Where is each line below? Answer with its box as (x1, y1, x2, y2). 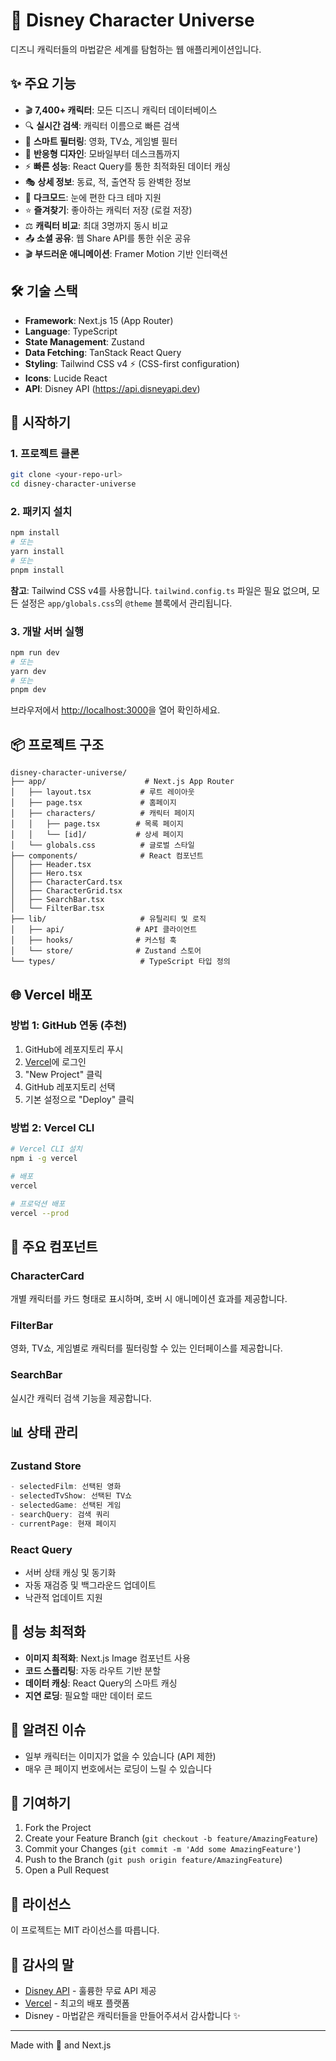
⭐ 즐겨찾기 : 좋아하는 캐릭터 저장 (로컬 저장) (24, 204, 193, 216)
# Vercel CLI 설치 (10, 1144, 83, 1154)
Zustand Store (10, 1459, 82, 1473)
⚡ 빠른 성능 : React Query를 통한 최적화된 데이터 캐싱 (24, 160, 231, 172)
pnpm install (10, 565, 65, 575)
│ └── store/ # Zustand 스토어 (10, 946, 202, 956)
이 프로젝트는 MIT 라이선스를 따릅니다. (10, 1924, 160, 1936)
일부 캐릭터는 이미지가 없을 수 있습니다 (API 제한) (24, 1750, 217, 1762)
